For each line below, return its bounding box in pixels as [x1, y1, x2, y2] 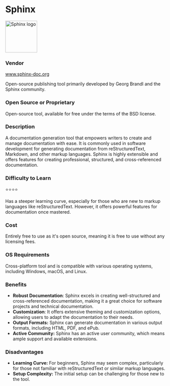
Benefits [5, 281, 27, 288]
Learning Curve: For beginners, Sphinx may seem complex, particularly [12, 360, 164, 366]
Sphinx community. [5, 86, 46, 93]
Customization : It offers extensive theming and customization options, [12, 309, 161, 315]
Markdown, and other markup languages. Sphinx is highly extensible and [5, 151, 158, 157]
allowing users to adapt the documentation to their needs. [12, 314, 134, 320]
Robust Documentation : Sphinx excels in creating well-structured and [12, 292, 160, 299]
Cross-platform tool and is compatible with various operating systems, [5, 263, 153, 269]
